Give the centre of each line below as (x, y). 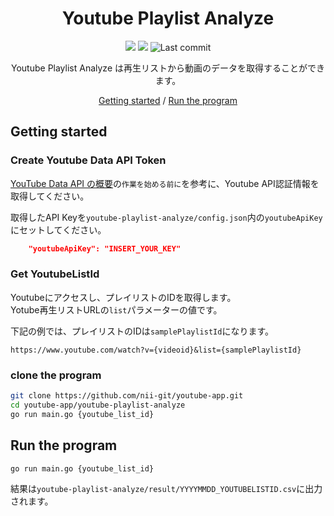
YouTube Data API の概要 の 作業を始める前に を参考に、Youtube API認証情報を (165, 183)
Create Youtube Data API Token (88, 160)
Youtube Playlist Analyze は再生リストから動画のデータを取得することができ (168, 68)
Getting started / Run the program (168, 100)
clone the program (56, 375)
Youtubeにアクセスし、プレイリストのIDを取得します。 (123, 297)
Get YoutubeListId (55, 274)
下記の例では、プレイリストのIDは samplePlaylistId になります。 (142, 331)
